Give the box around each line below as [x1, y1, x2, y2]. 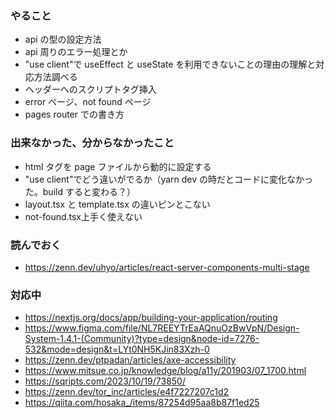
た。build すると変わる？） [24, 185, 136, 197]
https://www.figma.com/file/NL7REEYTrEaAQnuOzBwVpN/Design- [24, 322, 300, 334]
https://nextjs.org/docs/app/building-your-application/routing [24, 312, 278, 324]
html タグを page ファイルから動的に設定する [24, 160, 212, 172]
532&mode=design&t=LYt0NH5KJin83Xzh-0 [24, 343, 210, 356]
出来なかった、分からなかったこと [10, 136, 175, 150]
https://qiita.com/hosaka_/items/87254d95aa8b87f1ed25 [24, 397, 260, 409]
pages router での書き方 [24, 108, 125, 121]
